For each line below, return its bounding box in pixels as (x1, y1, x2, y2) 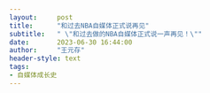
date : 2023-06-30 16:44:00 (9, 37, 133, 47)
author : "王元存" (9, 46, 85, 55)
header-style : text (9, 54, 82, 63)
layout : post (9, 12, 74, 22)
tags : (9, 63, 29, 72)
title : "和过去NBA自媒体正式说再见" (9, 21, 150, 30)
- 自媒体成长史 (9, 71, 58, 80)
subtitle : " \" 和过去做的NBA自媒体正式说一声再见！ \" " (9, 29, 202, 38)
